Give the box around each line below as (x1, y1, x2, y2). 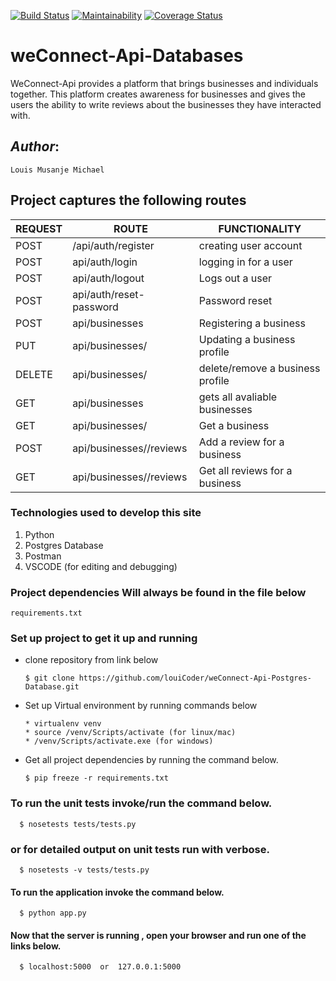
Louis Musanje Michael (10, 165, 105, 175)
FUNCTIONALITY (218, 221, 302, 235)
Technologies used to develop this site (10, 506, 202, 520)
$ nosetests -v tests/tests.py (19, 865, 150, 875)
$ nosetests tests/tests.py (19, 819, 137, 829)
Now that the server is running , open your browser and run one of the (10, 929, 307, 941)
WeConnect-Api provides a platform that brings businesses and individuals (10, 77, 319, 89)
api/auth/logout (72, 271, 145, 285)
